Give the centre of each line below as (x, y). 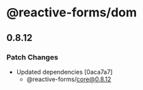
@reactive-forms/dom (72, 13)
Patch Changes (32, 57)
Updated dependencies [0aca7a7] (64, 72)
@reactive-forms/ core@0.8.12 (69, 79)
